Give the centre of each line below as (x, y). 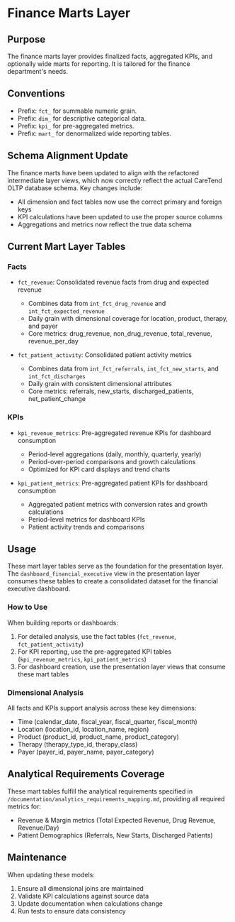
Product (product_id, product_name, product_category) (98, 737)
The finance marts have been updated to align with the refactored (103, 172)
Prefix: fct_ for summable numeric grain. (77, 111)
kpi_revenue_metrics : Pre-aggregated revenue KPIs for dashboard (114, 433)
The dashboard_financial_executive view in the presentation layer (104, 573)
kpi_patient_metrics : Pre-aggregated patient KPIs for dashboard (113, 483)
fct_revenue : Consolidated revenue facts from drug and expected (113, 282)
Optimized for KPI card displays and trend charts (99, 469)
